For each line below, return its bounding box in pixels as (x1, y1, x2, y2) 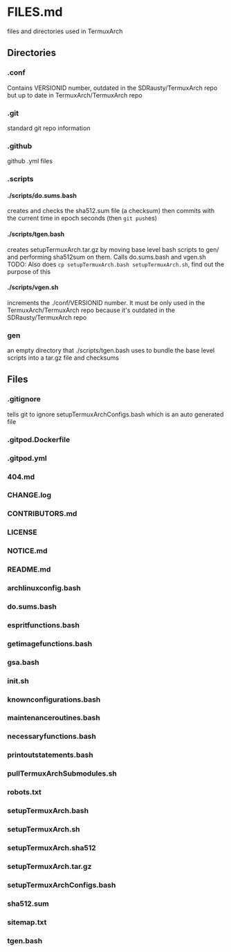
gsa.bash (7, 657, 39, 667)
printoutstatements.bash (7, 750, 93, 760)
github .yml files (7, 157, 53, 165)
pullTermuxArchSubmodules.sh (7, 769, 118, 778)
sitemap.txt (7, 917, 47, 927)
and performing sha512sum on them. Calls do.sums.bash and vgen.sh (7, 253, 206, 261)
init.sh (7, 676, 29, 686)
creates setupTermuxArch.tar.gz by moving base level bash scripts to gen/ (7, 245, 219, 253)
